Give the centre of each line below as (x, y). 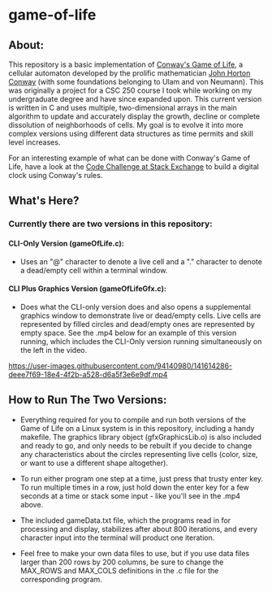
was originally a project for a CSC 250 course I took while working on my (130, 90)
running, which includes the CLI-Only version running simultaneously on (141, 341)
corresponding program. (61, 579)
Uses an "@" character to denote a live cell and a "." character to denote (141, 261)
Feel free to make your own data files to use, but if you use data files (135, 553)
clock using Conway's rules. (56, 175)
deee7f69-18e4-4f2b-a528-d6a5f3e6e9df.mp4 (88, 374)
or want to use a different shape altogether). (94, 463)
